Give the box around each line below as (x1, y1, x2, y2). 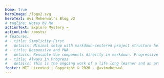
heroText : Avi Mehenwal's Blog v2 (5, 16, 76, 21)
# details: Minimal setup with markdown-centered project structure (5, 43, 152, 48)
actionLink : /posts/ (5, 30, 47, 34)
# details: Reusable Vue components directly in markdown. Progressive (5, 52, 159, 57)
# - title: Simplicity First (5, 39, 64, 44)
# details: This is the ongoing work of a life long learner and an (5, 61, 152, 66)
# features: (5, 34, 29, 39)
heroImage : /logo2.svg (5, 12, 51, 16)
